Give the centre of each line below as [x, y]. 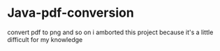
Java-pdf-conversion [71, 13]
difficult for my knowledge [45, 39]
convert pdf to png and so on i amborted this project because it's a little [110, 32]
